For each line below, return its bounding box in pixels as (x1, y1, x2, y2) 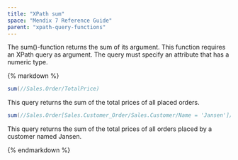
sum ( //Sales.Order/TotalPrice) (7, 86, 100, 93)
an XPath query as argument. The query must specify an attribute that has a (7, 50, 229, 59)
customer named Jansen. (7, 132, 82, 141)
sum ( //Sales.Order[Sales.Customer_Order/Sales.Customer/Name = (7, 112, 198, 119)
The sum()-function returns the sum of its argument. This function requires (7, 43, 226, 52)
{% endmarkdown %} (7, 146, 71, 154)
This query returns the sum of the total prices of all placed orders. (7, 98, 200, 107)
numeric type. (7, 58, 48, 67)
